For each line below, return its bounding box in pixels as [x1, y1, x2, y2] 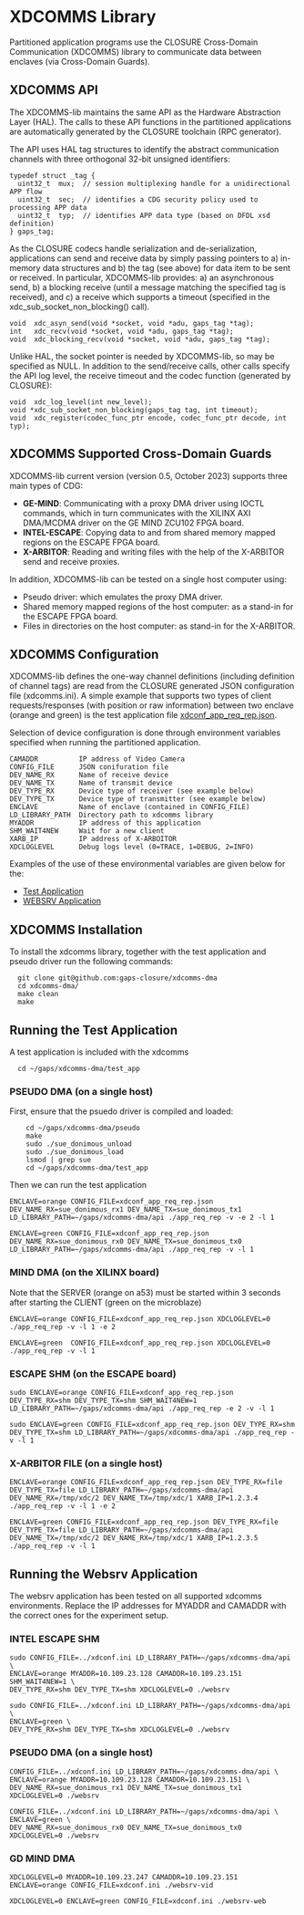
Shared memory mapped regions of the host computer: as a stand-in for [22, 600, 294, 612]
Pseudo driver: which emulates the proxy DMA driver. [22, 591, 224, 602]
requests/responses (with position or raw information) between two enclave [9, 700, 294, 711]
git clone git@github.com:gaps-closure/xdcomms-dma [17, 973, 218, 983]
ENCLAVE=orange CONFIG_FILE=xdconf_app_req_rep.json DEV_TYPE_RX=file [9, 1478, 283, 1487]
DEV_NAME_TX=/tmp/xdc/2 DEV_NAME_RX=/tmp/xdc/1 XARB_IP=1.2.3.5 [9, 1534, 258, 1543]
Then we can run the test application [9, 1180, 147, 1191]
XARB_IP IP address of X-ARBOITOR [9, 835, 177, 844]
